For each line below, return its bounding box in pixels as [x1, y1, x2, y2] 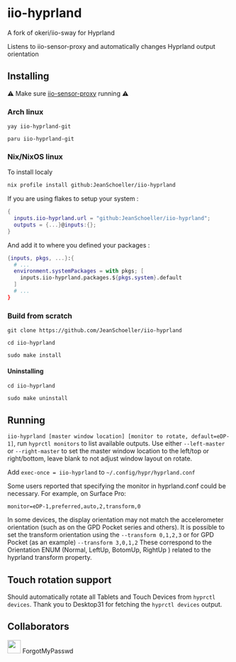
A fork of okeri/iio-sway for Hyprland [7, 28, 115, 37]
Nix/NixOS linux [7, 151, 64, 161]
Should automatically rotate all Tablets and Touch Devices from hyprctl [7, 592, 216, 601]
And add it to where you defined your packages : [7, 241, 150, 249]
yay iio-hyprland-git [7, 123, 72, 131]
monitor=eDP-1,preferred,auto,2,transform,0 [7, 503, 141, 510]
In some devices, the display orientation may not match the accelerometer [7, 516, 224, 524]
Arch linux [7, 106, 44, 116]
